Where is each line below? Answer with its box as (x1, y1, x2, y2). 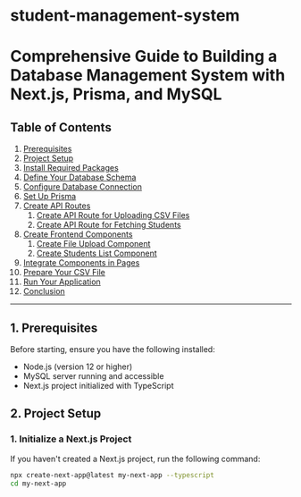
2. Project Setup (10, 406, 102, 421)
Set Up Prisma (22, 191, 77, 202)
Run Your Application (22, 276, 101, 287)
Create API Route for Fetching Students (36, 220, 181, 231)
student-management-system (10, 5, 240, 26)
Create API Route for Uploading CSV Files (36, 210, 190, 221)
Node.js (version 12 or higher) (22, 361, 133, 372)
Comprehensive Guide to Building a (10, 46, 278, 67)
